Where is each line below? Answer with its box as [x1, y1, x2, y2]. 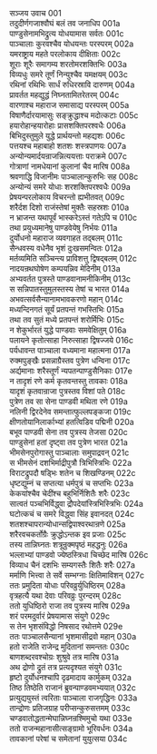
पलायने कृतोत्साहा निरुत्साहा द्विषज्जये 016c [9, 335, 134, 345]
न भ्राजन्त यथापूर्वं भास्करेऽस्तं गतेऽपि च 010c [9, 213, 138, 223]
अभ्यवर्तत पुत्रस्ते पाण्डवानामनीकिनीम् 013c [9, 273, 132, 284]
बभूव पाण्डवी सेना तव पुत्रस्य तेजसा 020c [9, 427, 129, 437]
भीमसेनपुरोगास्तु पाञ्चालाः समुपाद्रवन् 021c [9, 447, 130, 458]
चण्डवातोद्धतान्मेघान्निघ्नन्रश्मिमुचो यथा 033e [9, 713, 132, 723]
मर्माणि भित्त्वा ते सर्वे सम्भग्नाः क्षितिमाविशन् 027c [9, 570, 145, 580]
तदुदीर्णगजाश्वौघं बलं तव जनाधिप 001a [9, 18, 121, 28]
